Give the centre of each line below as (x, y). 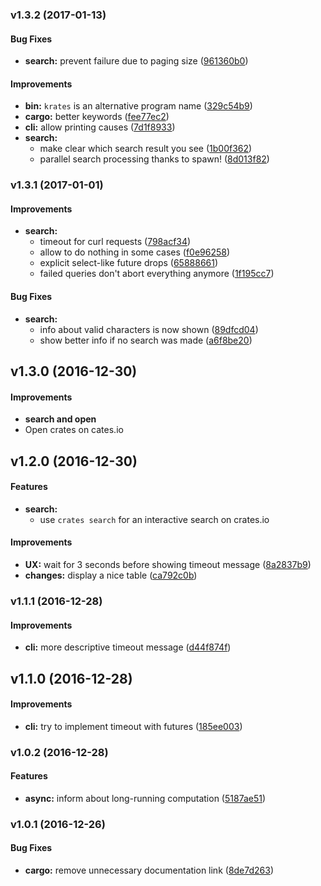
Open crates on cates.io (74, 430)
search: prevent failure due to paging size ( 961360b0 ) (136, 61)
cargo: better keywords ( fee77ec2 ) (97, 117)
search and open (60, 419)
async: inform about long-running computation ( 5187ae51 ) (145, 798)
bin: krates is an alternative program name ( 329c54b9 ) (138, 106)
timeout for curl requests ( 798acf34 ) (115, 242)
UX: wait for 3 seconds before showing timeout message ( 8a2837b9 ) (168, 565)
